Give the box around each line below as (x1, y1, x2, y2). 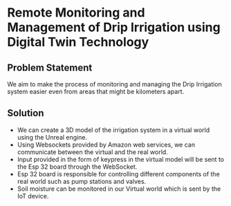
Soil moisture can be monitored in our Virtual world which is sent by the (17, 185, 221, 193)
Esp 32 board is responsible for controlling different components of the (17, 169, 220, 178)
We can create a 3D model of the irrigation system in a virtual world (17, 126, 210, 134)
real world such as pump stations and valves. (17, 177, 147, 185)
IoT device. (17, 191, 49, 200)
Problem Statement (7, 62, 93, 73)
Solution (7, 107, 44, 119)
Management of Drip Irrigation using (7, 19, 221, 35)
